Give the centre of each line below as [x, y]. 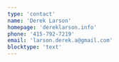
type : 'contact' [31, 14]
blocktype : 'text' [35, 47]
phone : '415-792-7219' [41, 34]
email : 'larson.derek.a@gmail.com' [60, 41]
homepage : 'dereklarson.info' [52, 27]
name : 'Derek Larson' [40, 21]
